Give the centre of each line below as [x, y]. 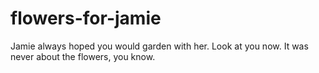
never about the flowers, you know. [83, 56]
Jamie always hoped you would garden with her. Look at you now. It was [159, 46]
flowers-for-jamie [86, 18]
